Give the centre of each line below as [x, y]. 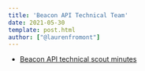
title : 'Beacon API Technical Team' [68, 15]
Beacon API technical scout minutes [78, 59]
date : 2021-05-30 [37, 23]
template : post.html [42, 30]
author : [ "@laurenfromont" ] [54, 37]
